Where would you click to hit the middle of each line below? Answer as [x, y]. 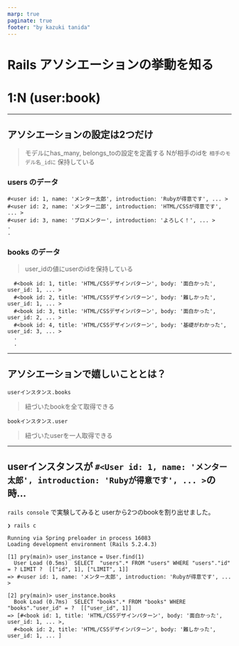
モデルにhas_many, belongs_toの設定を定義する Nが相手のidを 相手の [125, 153]
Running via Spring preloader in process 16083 [79, 538]
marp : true [23, 14]
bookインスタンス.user [38, 421]
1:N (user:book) [54, 98]
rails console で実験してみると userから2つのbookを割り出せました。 [111, 512]
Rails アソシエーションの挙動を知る [111, 65]
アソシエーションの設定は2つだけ [80, 134]
